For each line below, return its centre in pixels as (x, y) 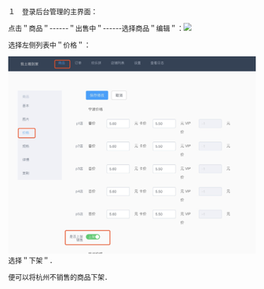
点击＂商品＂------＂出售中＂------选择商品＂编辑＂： (96, 28)
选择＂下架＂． (32, 261)
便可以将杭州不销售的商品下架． (60, 277)
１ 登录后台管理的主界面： (53, 11)
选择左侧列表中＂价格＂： (49, 45)
